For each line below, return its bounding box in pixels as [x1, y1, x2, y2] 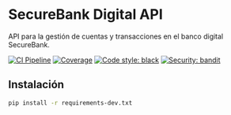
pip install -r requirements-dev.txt [8, 98, 133, 107]
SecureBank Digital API [8, 6, 164, 24]
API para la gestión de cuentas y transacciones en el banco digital [8, 32, 224, 41]
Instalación [8, 78, 65, 91]
